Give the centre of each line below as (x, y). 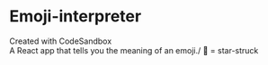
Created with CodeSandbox (61, 41)
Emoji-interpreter (76, 16)
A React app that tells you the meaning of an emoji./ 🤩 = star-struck (134, 50)
